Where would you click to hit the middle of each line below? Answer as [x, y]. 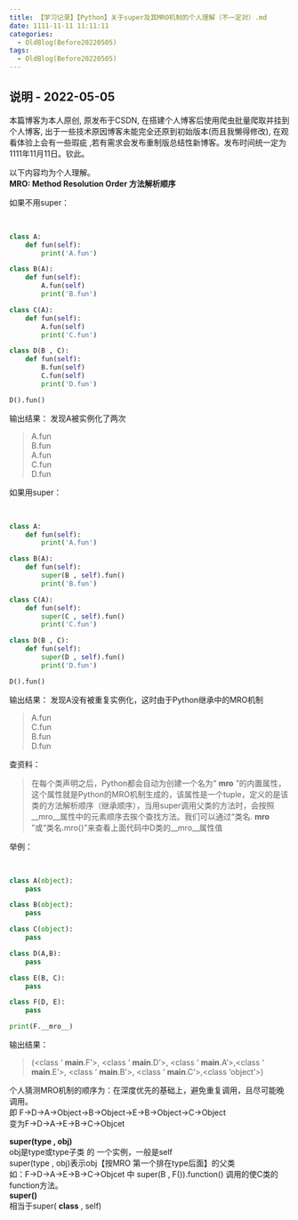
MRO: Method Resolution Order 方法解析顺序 [93, 183]
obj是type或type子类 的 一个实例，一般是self [91, 1152]
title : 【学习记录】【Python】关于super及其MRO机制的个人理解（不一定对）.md [138, 17]
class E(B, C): [37, 978]
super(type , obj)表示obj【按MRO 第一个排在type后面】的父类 [122, 1163]
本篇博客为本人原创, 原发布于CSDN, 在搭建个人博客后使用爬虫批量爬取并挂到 [149, 120]
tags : [19, 51]
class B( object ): [41, 905]
